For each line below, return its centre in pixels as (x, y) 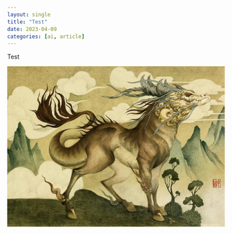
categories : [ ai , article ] (46, 36)
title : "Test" (28, 22)
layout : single (29, 14)
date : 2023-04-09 (32, 29)
